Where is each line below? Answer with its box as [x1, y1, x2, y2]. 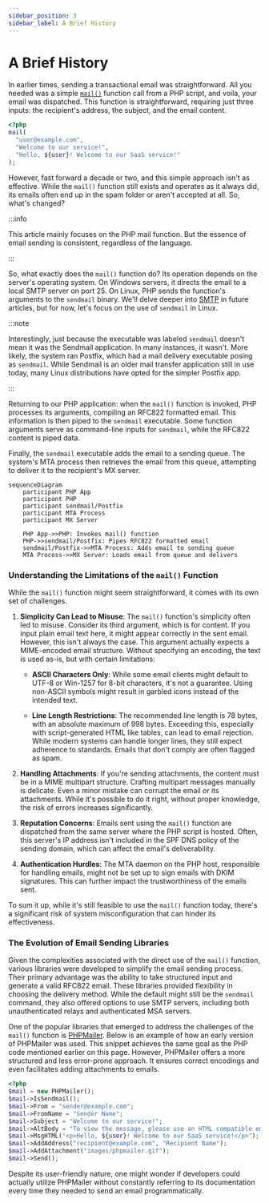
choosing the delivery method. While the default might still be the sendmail [8, 989, 255, 999]
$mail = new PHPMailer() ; [8, 1088, 94, 1096]
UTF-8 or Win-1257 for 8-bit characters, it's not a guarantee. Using [31, 678, 254, 688]
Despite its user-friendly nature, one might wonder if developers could [8, 1169, 240, 1178]
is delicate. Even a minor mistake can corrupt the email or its [19, 785, 219, 795]
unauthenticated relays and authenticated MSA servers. [8, 1006, 192, 1017]
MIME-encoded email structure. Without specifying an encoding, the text [19, 645, 261, 655]
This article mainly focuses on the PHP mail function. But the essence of [8, 229, 247, 239]
